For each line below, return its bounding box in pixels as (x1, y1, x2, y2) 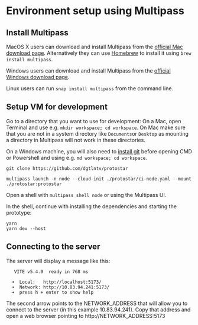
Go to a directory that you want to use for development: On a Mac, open (6, 117, 181, 124)
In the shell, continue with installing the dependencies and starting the (6, 202, 177, 210)
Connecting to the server (6, 242, 100, 252)
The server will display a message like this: (6, 257, 111, 264)
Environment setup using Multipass (6, 4, 184, 18)
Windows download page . (6, 74, 70, 80)
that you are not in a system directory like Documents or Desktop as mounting (6, 130, 189, 137)
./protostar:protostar (6, 181, 62, 187)
